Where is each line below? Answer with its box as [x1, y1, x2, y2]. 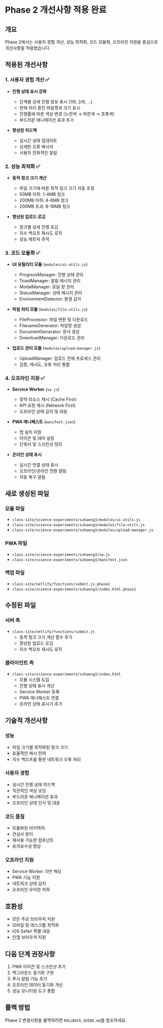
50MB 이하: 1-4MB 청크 [19, 191, 65, 197]
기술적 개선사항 [5, 716, 48, 725]
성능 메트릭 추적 [19, 236, 49, 242]
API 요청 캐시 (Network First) [19, 402, 76, 408]
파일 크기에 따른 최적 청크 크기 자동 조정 [19, 185, 95, 191]
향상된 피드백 [12, 127, 37, 133]
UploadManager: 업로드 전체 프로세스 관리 [19, 355, 101, 362]
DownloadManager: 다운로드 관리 [19, 335, 85, 341]
